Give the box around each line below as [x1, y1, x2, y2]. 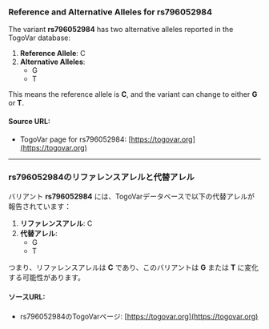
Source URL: [8, 116, 50, 126]
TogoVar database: [8, 33, 70, 42]
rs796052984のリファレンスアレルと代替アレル [8, 171, 195, 183]
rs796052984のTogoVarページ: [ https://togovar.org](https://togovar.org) [19, 311, 259, 321]
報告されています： [8, 201, 72, 211]
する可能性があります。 [8, 272, 86, 282]
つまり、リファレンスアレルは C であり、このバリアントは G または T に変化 [8, 263, 259, 272]
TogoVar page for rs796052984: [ [19, 134, 132, 144]
